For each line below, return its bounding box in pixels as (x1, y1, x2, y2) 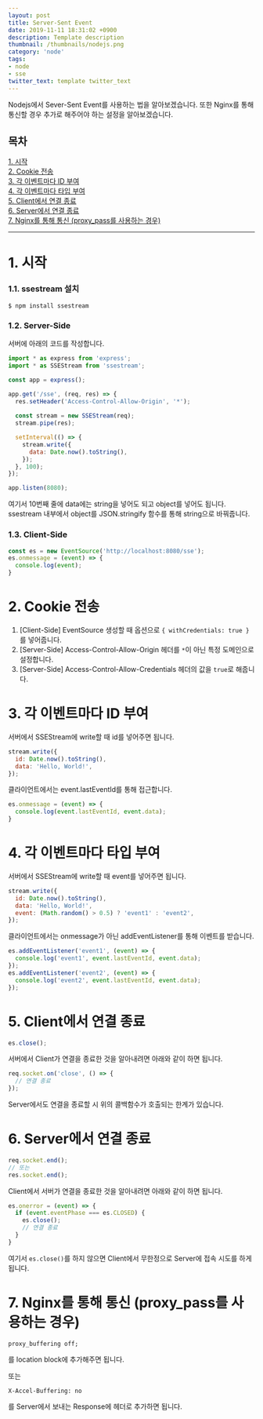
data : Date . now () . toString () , (28, 448, 128, 456)
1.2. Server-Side (8, 319, 71, 330)
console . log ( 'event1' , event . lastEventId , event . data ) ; (15, 954, 201, 962)
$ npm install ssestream (8, 301, 89, 310)
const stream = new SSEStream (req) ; (15, 412, 135, 420)
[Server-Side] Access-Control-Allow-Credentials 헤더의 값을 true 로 (19, 664, 235, 673)
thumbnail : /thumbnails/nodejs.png (8, 41, 124, 49)
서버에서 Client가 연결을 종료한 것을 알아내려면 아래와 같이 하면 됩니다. (8, 1054, 223, 1063)
